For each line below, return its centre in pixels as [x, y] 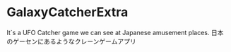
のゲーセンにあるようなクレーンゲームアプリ [71, 41]
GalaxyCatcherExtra [67, 12]
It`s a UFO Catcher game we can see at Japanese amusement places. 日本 [115, 32]
